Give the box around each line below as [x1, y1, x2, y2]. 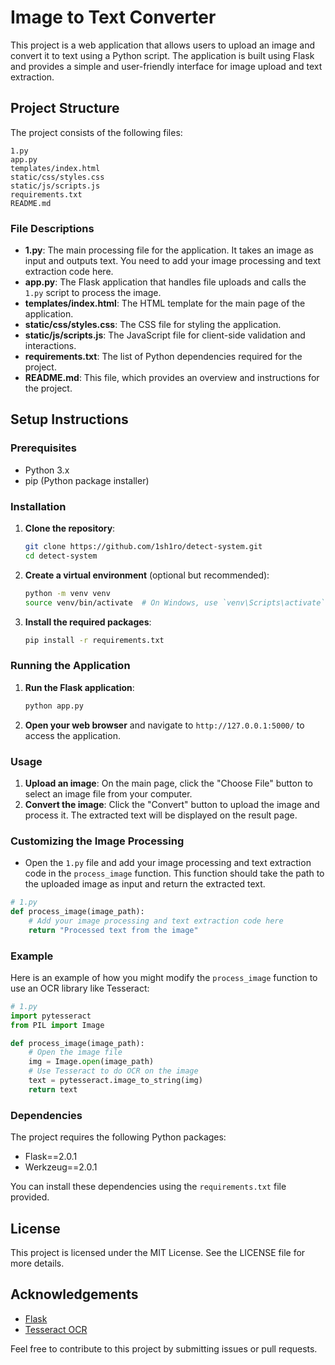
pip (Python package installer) [24, 474, 150, 486]
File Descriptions [10, 221, 95, 235]
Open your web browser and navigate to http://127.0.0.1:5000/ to [24, 719, 305, 731]
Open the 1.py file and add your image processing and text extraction [24, 857, 312, 869]
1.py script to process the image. [24, 287, 162, 299]
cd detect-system [24, 551, 98, 561]
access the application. [24, 729, 121, 741]
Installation [10, 499, 67, 513]
